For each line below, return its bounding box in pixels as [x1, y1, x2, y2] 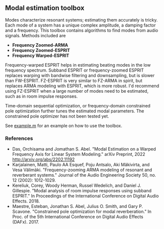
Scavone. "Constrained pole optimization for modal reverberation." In [12, 208, 152, 215]
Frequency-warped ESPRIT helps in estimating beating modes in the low [5, 62, 151, 68]
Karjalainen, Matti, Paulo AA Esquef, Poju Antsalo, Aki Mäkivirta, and [12, 162, 150, 168]
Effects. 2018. [12, 198, 40, 204]
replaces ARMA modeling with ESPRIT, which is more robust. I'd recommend [5, 83, 160, 89]
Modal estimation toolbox [5, 4, 85, 12]
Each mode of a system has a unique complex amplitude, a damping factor [5, 22, 156, 28]
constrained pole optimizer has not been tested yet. [5, 113, 109, 119]
